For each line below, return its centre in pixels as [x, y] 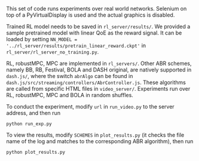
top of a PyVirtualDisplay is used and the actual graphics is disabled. [91, 15]
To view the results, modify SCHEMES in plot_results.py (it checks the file [95, 135]
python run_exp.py [29, 124]
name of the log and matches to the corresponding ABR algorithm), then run [100, 141]
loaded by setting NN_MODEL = [42, 39]
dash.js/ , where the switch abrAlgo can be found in [70, 76]
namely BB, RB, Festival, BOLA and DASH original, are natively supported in [99, 70]
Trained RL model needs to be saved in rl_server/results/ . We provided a [98, 27]
